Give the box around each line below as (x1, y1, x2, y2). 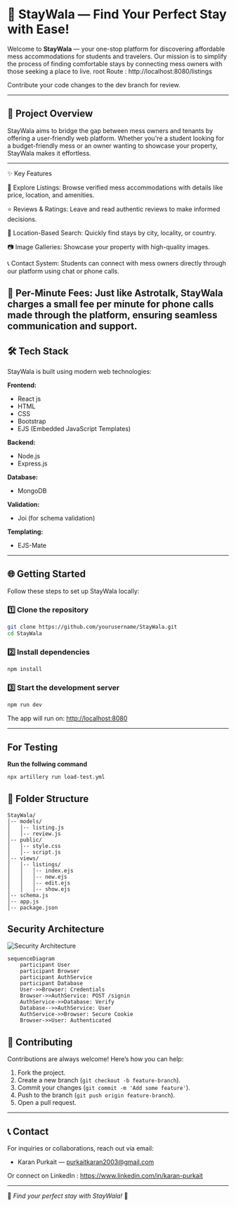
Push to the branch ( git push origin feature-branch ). (17, 1091, 176, 1099)
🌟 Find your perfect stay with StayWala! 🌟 (7, 1192, 129, 1200)
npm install (7, 665, 42, 673)
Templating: (7, 527, 44, 536)
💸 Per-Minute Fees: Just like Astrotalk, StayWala (7, 287, 223, 299)
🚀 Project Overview (7, 108, 93, 120)
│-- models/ (7, 818, 42, 825)
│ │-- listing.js (7, 824, 65, 831)
